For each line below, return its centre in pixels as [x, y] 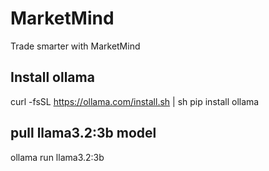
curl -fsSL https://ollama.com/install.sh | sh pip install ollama [135, 101]
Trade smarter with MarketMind [75, 46]
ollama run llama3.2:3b [57, 157]
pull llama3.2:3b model [83, 133]
